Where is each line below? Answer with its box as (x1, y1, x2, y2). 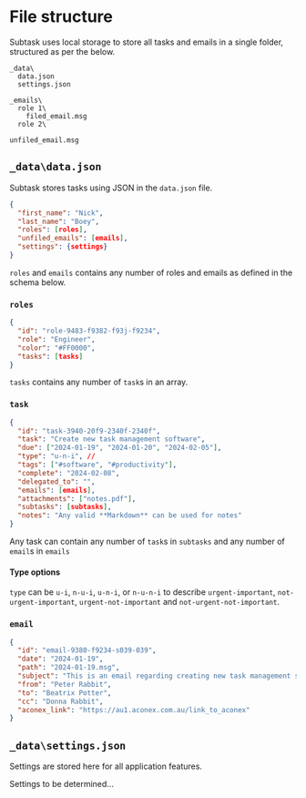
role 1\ (17, 103, 47, 113)
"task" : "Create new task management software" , (17, 435, 206, 444)
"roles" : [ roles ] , (17, 225, 88, 234)
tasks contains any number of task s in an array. (9, 376, 189, 388)
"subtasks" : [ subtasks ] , (17, 503, 112, 512)
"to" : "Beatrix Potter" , (17, 688, 112, 698)
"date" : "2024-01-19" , (17, 654, 104, 664)
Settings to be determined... (9, 779, 114, 790)
